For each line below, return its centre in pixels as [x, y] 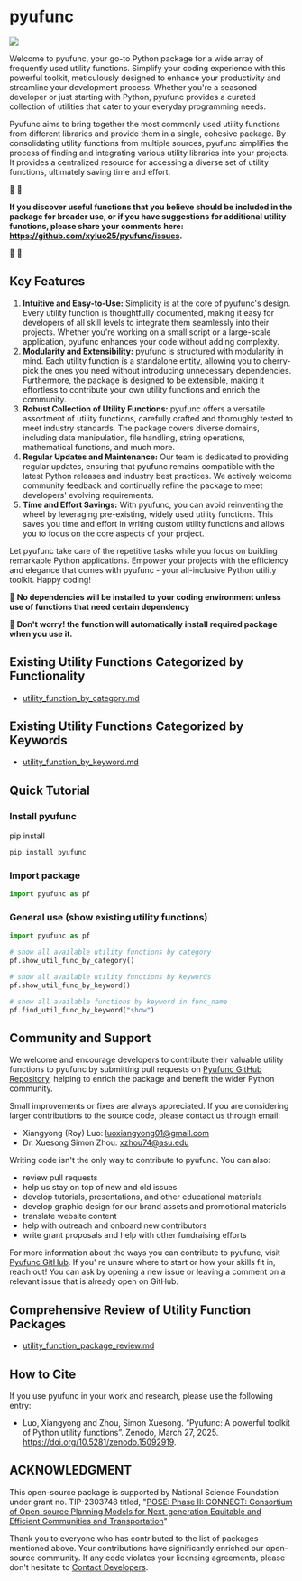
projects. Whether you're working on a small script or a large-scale [146, 332]
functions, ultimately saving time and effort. [90, 171]
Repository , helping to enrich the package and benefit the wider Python [142, 1079]
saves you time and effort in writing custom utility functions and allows [154, 523]
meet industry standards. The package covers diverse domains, [141, 428]
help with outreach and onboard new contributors [114, 1225]
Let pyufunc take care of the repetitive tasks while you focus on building [143, 550]
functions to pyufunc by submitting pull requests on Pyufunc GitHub [136, 1069]
